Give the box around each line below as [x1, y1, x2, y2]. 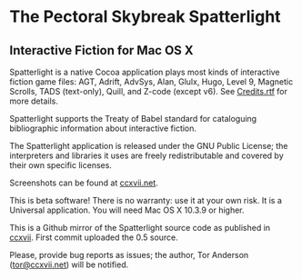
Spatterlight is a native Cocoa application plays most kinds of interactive [9, 66, 280, 77]
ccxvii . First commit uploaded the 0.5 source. [9, 232, 179, 243]
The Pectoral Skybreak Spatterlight [9, 6, 281, 27]
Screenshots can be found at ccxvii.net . [9, 177, 159, 188]
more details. [9, 95, 59, 106]
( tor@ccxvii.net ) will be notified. [9, 259, 129, 270]
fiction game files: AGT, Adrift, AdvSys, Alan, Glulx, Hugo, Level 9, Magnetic [9, 76, 294, 87]
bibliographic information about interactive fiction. [9, 123, 197, 134]
